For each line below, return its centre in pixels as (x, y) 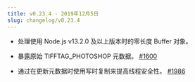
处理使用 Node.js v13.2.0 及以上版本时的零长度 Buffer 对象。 (105, 41)
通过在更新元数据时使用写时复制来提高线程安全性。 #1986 (101, 71)
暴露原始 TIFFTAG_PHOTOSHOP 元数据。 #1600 (87, 56)
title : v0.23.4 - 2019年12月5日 (53, 14)
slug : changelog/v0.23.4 (44, 20)
